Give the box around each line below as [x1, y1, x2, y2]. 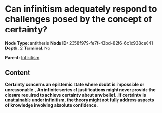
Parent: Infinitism [5, 54, 40, 60]
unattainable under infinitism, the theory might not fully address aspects [5, 97, 154, 103]
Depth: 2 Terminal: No [5, 45, 51, 51]
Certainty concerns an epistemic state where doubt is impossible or [5, 81, 145, 87]
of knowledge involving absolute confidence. [5, 102, 98, 108]
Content [5, 69, 30, 77]
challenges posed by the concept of [5, 14, 152, 25]
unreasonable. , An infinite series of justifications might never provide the [5, 86, 156, 93]
